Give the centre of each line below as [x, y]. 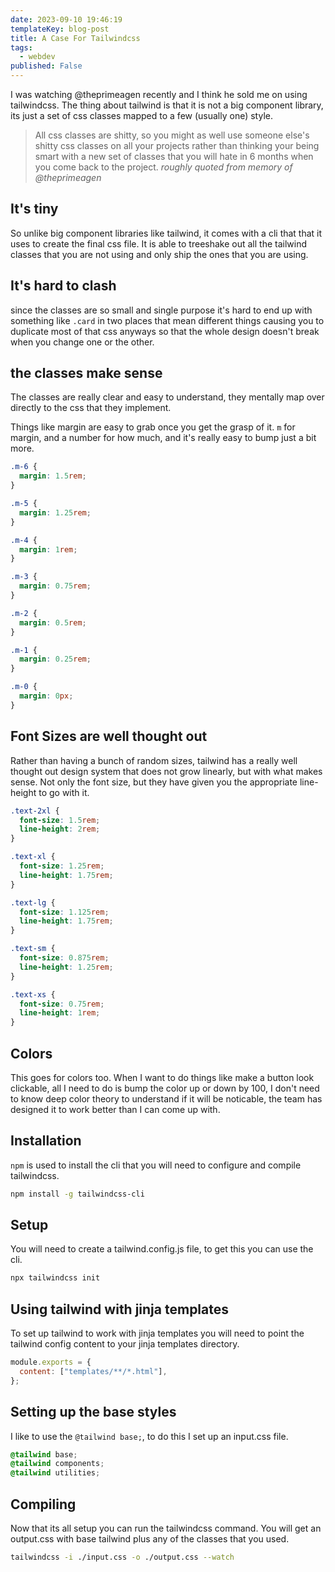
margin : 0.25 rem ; [55, 659]
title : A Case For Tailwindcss [75, 38]
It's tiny [34, 209]
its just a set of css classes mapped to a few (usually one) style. [141, 115]
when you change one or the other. [82, 342]
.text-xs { [33, 994]
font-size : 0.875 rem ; [64, 958]
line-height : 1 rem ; [60, 1013]
